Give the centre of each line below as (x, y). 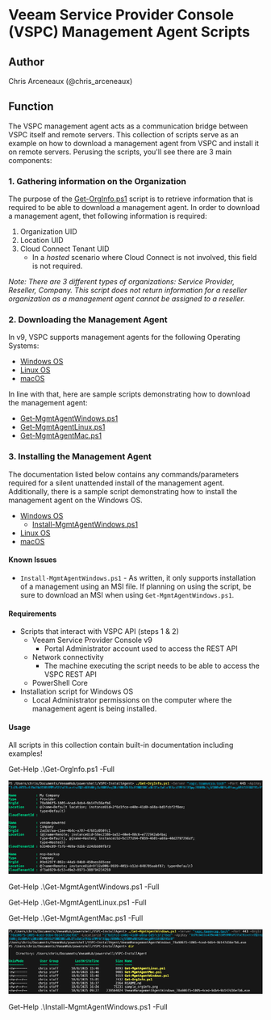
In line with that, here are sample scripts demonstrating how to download (129, 394)
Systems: (24, 346)
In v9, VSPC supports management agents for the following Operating (124, 338)
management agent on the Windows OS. (75, 500)
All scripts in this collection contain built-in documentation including (121, 745)
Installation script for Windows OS (77, 691)
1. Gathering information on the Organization (98, 181)
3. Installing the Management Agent (80, 456)
